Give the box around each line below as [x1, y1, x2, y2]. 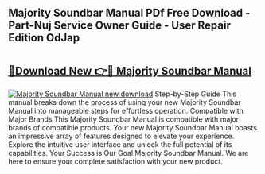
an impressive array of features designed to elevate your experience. [8, 131, 235, 141]
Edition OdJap [8, 31, 80, 44]
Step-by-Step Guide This [154, 89, 237, 99]
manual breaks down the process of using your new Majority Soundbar [8, 98, 241, 106]
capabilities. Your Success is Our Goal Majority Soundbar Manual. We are [8, 149, 249, 157]
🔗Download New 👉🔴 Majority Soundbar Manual [8, 64, 252, 78]
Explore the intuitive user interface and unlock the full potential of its [8, 140, 232, 149]
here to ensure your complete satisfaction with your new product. [8, 157, 223, 166]
